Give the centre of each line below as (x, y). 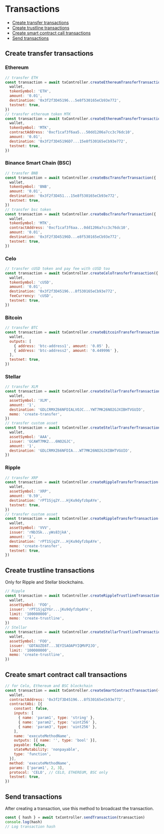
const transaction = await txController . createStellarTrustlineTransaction (84, 632)
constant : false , (31, 709)
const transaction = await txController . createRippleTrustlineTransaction (83, 596)
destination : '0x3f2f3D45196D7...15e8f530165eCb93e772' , (69, 141)
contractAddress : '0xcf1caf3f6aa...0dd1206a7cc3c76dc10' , (70, 228)
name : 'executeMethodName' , (42, 736)
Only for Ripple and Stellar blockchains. (45, 582)
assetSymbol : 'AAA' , (30, 437)
